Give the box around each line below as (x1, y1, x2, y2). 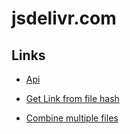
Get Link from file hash (25, 93, 120, 104)
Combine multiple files (25, 112, 119, 124)
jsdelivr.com (11, 7, 117, 30)
